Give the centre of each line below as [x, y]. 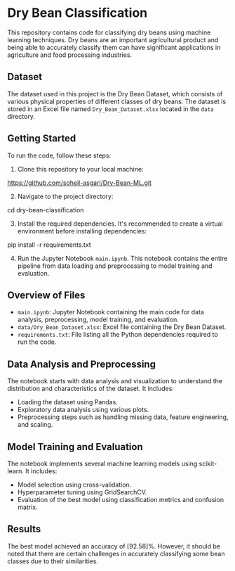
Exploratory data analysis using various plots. [83, 410]
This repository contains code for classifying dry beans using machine [109, 32]
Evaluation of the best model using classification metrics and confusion [121, 500]
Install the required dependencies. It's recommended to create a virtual [120, 224]
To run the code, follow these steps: [59, 155]
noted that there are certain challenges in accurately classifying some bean [116, 553]
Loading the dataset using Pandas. [67, 402]
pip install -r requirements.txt [49, 245]
